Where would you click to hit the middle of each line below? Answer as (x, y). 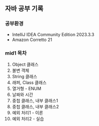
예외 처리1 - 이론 (28, 112)
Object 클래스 (25, 64)
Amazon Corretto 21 (32, 40)
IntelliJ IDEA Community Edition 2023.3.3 (53, 34)
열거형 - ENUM (26, 88)
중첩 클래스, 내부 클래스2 (35, 106)
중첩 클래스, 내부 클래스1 (35, 100)
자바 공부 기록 (24, 9)
